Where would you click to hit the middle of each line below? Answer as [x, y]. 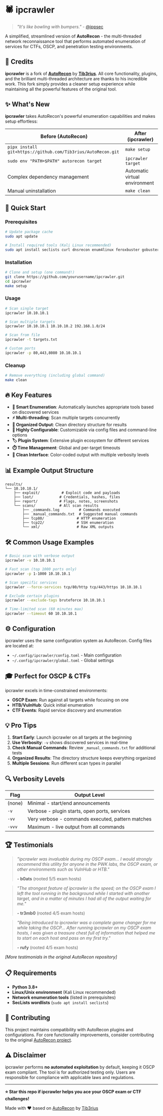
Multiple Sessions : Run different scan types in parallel [66, 763]
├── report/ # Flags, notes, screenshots [66, 501]
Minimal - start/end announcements [69, 803]
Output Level [90, 795]
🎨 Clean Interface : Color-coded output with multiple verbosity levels [81, 455]
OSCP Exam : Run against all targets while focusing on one [70, 700]
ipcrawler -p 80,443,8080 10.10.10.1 [43, 353]
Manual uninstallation [32, 191]
